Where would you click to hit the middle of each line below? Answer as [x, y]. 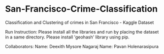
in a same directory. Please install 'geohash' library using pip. [67, 37]
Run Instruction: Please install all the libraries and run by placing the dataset [82, 32]
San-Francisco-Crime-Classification [82, 9]
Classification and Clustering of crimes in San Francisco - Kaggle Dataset [80, 22]
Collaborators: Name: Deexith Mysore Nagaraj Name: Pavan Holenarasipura [82, 46]
